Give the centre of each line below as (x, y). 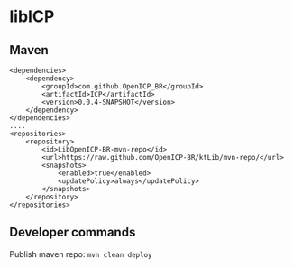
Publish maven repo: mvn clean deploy (81, 254)
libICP (32, 17)
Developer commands (73, 232)
